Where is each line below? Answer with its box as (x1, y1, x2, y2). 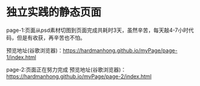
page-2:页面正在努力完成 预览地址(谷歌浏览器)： (6, 66, 127, 73)
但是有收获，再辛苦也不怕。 (16, 34, 86, 41)
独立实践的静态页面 (6, 5, 102, 19)
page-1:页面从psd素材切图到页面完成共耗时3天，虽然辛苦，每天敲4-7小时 (6, 26, 189, 34)
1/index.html (6, 54, 37, 61)
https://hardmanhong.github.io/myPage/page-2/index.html (6, 73, 152, 80)
